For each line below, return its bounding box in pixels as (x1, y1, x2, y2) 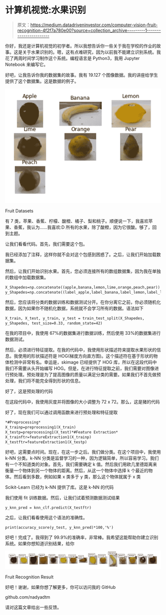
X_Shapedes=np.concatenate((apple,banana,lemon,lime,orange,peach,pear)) (5, 285, 161, 290)
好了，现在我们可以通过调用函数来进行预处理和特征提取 (5, 410, 118, 415)
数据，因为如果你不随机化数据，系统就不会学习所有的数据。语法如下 (5, 306, 144, 311)
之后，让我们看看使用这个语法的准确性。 (5, 514, 87, 520)
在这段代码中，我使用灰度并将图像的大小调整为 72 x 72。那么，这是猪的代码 (5, 399, 160, 405)
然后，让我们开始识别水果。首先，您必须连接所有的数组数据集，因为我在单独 (5, 268, 161, 274)
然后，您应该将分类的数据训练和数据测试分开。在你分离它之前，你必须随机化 (5, 299, 161, 305)
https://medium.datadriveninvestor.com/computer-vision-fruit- (30, 22, 158, 28)
